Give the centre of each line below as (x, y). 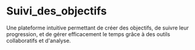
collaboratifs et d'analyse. (39, 40)
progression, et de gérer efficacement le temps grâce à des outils (88, 34)
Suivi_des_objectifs (57, 11)
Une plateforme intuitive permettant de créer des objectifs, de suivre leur (98, 28)
